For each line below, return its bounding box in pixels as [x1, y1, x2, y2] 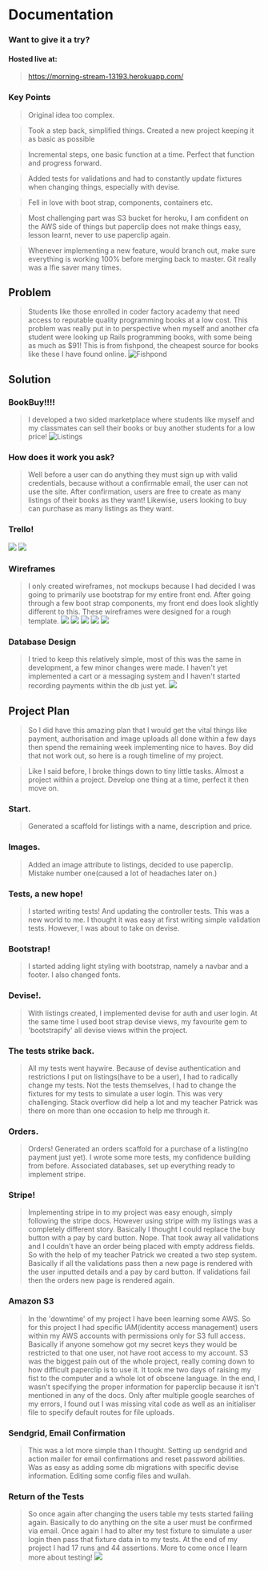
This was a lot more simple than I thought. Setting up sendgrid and [27, 1446, 248, 1456]
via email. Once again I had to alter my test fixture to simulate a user [27, 1526, 252, 1536]
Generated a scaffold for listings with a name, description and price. [27, 822, 252, 831]
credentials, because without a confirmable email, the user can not [27, 479, 249, 488]
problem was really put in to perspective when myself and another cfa [27, 324, 259, 334]
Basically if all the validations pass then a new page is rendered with [27, 1259, 254, 1268]
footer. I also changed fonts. [27, 970, 121, 979]
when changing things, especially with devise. [27, 182, 180, 191]
